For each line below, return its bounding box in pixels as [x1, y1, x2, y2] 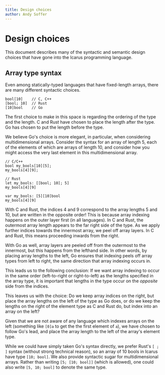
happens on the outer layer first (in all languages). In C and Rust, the [5, 217, 144, 223]
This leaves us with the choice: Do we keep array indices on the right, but [5, 293, 154, 299]
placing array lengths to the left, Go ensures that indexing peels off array [5, 253, 153, 259]
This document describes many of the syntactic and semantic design [5, 49, 145, 55]
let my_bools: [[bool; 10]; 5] [5, 181, 69, 186]
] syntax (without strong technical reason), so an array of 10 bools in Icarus [5, 348, 158, 355]
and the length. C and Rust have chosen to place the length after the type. [5, 119, 155, 125]
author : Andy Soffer [5, 12, 48, 17]
